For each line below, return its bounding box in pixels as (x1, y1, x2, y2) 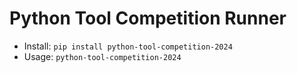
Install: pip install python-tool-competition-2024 (23, 40, 233, 52)
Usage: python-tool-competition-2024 (23, 50, 182, 62)
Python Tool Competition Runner (9, 7, 287, 30)
